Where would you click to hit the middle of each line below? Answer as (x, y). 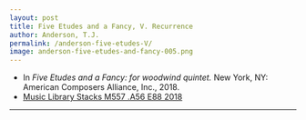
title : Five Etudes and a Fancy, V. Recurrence (102, 26)
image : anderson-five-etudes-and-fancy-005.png (102, 52)
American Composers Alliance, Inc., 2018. (101, 87)
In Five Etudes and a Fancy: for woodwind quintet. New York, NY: (145, 77)
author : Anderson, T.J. (55, 35)
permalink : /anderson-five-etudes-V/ (81, 43)
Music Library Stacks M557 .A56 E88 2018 (102, 97)
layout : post (34, 18)
